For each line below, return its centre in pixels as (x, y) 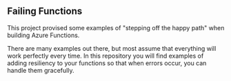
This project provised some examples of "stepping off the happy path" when (116, 27)
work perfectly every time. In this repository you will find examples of (106, 56)
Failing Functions (45, 11)
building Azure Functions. (43, 35)
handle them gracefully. (41, 70)
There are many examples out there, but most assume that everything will (112, 48)
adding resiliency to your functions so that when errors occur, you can (107, 63)
